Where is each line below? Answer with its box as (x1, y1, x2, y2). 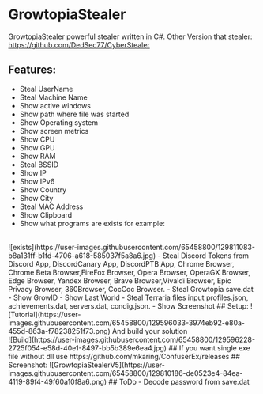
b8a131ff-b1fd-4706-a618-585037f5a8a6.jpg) (8, 251, 156, 260)
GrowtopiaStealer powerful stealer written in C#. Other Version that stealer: (8, 32, 253, 41)
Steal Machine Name (19, 93, 88, 102)
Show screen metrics (19, 126, 89, 135)
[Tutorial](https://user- (8, 309, 81, 319)
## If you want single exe (168, 343, 250, 353)
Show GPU (19, 142, 55, 152)
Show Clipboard (19, 210, 73, 219)
